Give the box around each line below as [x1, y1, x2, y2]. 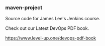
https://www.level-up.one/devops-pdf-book [5, 35, 96, 41]
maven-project [5, 4, 43, 11]
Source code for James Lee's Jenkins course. [5, 16, 100, 22]
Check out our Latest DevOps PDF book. [5, 25, 89, 31]
